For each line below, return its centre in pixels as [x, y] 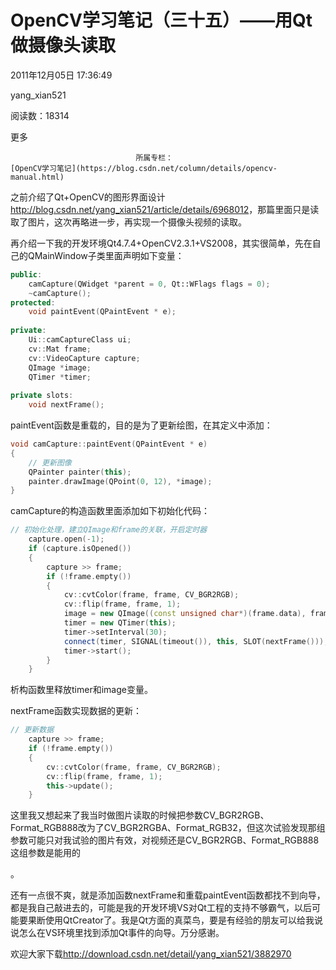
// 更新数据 [32, 730]
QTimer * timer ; [60, 377]
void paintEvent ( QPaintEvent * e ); [102, 312]
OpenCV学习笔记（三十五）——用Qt [161, 20]
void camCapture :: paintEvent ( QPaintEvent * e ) [109, 444]
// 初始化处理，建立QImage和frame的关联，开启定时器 [109, 530]
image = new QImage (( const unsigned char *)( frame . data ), [185, 614]
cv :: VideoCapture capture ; [84, 358]
